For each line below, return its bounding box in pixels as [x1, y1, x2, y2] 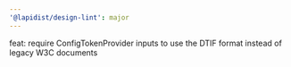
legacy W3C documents [9, 46, 98, 58]
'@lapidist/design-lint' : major [9, 13, 129, 22]
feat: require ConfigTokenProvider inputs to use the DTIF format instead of [9, 38, 283, 48]
